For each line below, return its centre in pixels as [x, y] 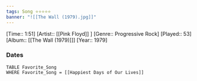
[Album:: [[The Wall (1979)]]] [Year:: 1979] [57, 40]
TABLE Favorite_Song [32, 67]
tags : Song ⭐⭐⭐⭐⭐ [29, 11]
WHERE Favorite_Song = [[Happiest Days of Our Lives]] [75, 72]
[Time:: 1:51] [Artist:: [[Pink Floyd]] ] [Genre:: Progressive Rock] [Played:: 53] [99, 33]
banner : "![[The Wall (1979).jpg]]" [51, 17]
